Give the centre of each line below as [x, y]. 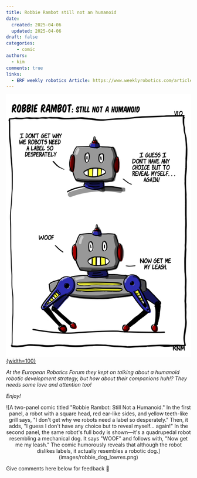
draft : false [22, 37]
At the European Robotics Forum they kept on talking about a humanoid [93, 373]
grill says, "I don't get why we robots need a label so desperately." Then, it [98, 420]
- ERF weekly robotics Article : [51, 80]
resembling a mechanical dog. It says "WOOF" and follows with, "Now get [98, 439]
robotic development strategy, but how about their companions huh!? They [97, 378]
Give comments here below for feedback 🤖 [58, 469]
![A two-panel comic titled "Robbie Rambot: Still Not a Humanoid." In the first [98, 408]
